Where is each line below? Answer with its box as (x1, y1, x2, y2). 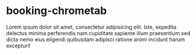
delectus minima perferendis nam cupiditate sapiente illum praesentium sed (6, 29, 191, 36)
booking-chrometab (6, 4, 107, 18)
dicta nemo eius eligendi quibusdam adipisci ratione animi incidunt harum (6, 36, 185, 43)
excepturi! (6, 42, 31, 49)
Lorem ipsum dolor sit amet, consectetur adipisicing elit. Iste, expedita (6, 23, 177, 30)
